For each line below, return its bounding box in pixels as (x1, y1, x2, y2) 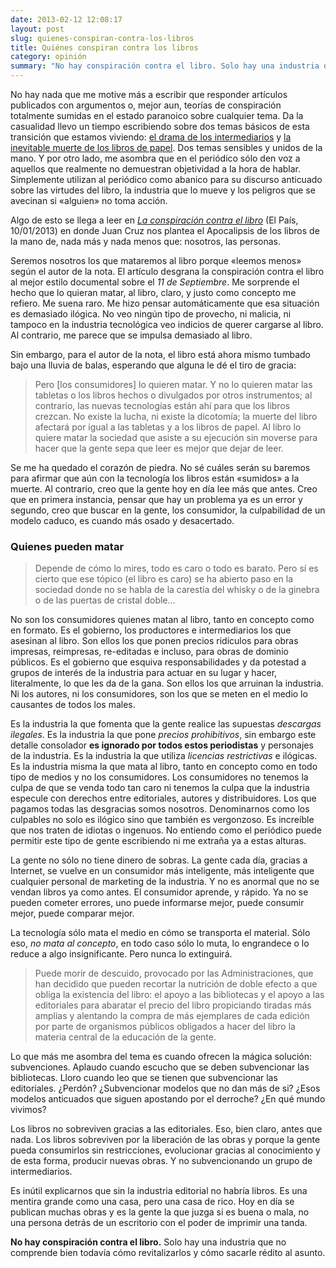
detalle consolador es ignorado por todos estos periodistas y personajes (10, 739, 314, 751)
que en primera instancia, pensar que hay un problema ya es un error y (10, 494, 303, 505)
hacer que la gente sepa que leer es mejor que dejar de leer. (34, 442, 284, 454)
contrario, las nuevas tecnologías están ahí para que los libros (34, 400, 291, 411)
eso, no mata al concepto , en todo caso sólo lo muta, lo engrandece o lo (10, 937, 310, 950)
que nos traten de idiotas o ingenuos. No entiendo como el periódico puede (10, 824, 322, 836)
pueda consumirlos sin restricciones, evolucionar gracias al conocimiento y (10, 1144, 321, 1156)
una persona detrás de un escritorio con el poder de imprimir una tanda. (10, 1217, 308, 1229)
